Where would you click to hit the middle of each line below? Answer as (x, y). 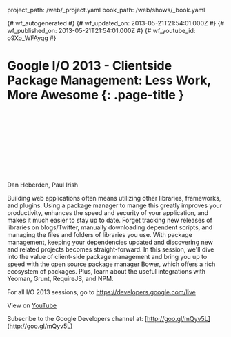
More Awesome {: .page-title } (96, 95)
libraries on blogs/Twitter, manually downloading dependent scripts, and (110, 227)
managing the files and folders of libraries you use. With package (100, 234)
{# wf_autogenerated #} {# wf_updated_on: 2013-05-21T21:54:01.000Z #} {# (116, 23)
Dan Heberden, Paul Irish (43, 185)
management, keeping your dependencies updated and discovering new (110, 242)
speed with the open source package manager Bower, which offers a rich (111, 264)
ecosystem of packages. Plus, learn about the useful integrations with (106, 271)
